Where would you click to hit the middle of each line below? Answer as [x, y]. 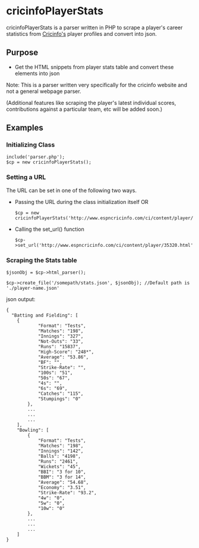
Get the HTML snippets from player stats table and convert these [94, 67]
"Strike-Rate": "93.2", [67, 493]
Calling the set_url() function [50, 229]
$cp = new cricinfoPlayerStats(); [49, 162]
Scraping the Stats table [42, 260]
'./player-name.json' [33, 288]
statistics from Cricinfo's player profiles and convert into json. [82, 33]
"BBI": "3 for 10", [62, 472]
